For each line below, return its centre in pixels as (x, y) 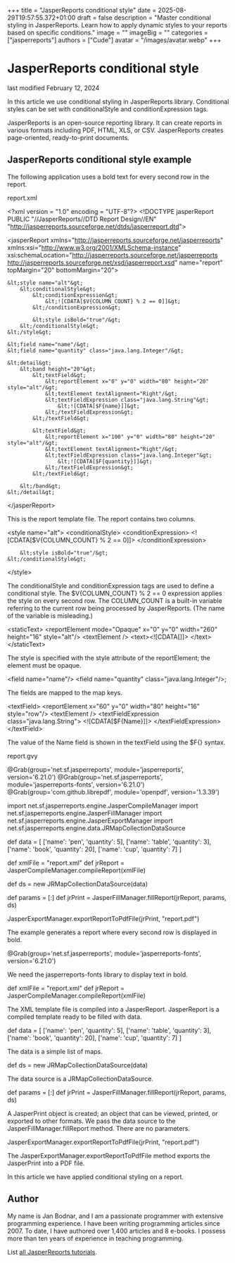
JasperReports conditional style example (100, 160)
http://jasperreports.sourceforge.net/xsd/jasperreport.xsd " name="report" (115, 262)
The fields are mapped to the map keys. (65, 692)
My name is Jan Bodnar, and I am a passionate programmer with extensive (115, 1216)
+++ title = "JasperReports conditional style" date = (82, 10)
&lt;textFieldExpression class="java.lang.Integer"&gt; (128, 455)
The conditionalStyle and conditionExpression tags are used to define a (111, 585)
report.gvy (23, 756)
